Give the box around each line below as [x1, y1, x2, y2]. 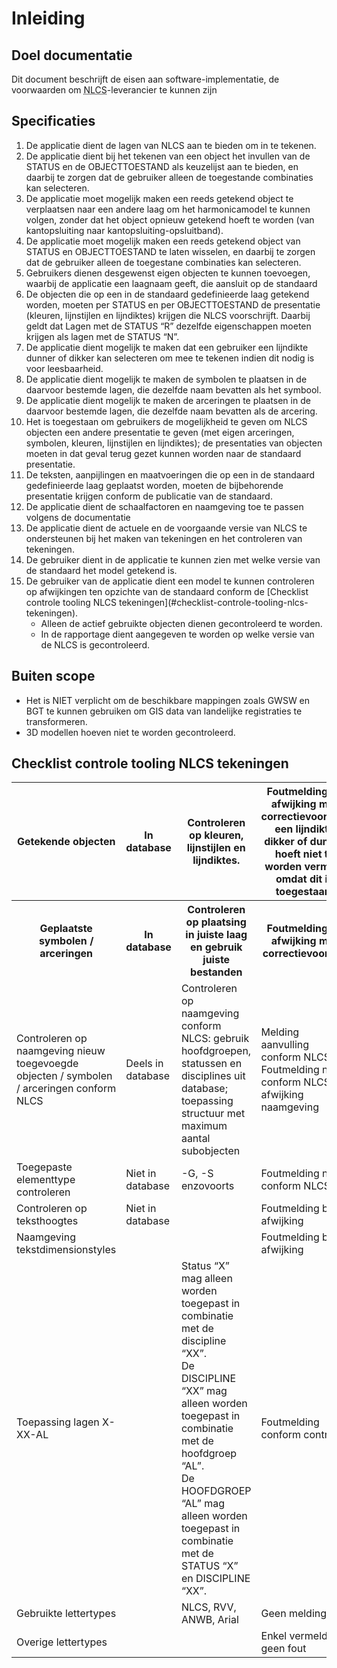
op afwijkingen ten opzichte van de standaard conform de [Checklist [25, 585, 309, 597]
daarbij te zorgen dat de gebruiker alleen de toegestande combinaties [25, 171, 314, 183]
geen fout [260, 1642, 307, 1656]
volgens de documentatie [25, 511, 131, 523]
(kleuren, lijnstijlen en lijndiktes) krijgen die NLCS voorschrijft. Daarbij [25, 309, 311, 321]
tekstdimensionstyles [16, 1243, 117, 1257]
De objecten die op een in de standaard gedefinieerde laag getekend [25, 288, 310, 300]
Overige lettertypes [16, 1635, 108, 1649]
